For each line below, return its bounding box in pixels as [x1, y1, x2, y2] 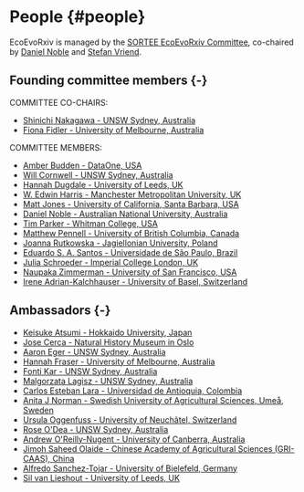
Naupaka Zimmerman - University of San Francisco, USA [22, 267, 237, 277]
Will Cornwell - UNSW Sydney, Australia [22, 169, 173, 180]
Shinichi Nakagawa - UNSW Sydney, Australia [22, 114, 196, 125]
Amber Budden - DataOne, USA [22, 160, 142, 171]
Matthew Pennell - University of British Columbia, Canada [22, 227, 240, 238]
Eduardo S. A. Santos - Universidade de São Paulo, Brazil [22, 246, 238, 257]
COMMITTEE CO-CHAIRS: [9, 97, 109, 108]
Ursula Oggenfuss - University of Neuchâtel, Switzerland [22, 413, 237, 425]
